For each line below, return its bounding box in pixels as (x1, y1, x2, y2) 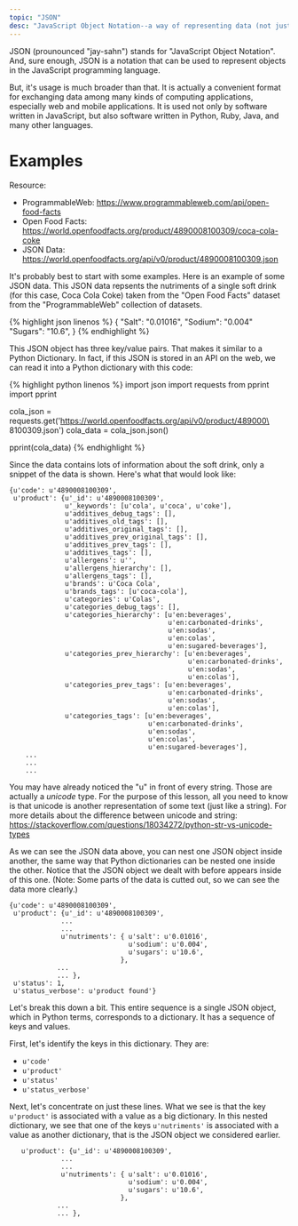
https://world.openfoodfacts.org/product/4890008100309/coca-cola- (21, 226, 279, 236)
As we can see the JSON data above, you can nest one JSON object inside (9, 846, 283, 857)
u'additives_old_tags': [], (65, 517, 169, 526)
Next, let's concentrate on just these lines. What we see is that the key (9, 1102, 266, 1112)
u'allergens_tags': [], (65, 572, 153, 581)
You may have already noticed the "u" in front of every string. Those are (9, 781, 273, 792)
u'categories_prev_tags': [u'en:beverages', (65, 681, 232, 690)
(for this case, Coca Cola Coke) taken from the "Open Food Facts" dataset (9, 290, 281, 300)
